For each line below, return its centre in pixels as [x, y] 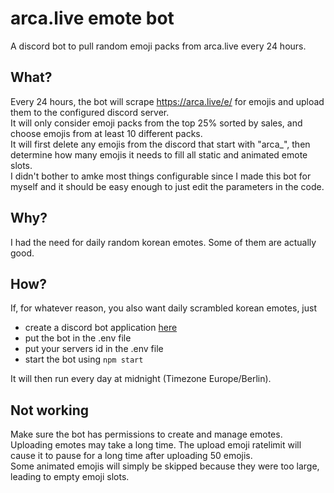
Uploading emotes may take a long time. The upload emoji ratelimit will [156, 445]
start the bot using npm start [84, 359]
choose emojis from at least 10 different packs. [106, 133]
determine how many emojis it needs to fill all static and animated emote [159, 154]
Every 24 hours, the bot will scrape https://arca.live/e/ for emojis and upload [167, 101]
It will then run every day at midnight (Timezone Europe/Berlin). [141, 379]
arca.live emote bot [92, 18]
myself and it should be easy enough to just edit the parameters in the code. [167, 186]
